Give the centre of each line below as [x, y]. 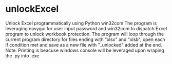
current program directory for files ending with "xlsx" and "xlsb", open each [85, 39]
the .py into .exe [22, 56]
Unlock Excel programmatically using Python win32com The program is [81, 23]
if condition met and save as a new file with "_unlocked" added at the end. [84, 45]
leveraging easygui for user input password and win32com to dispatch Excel [86, 28]
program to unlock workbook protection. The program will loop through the [85, 34]
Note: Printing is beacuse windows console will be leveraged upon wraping [85, 50]
